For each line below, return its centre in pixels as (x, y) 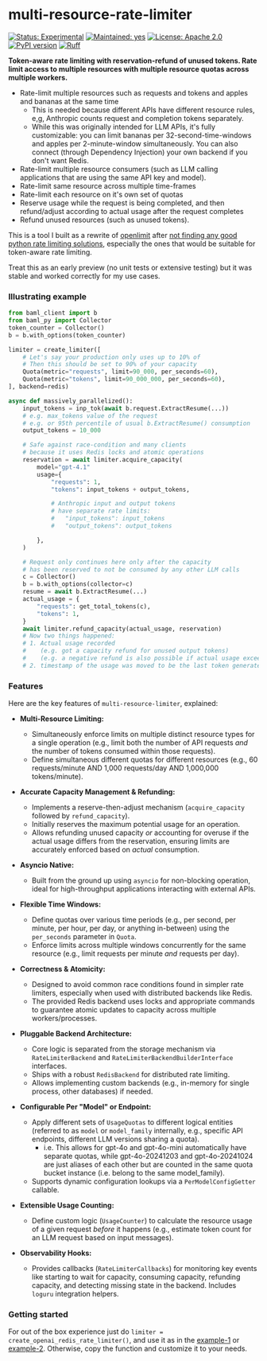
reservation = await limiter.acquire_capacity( (103, 460)
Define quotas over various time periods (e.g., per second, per (134, 920)
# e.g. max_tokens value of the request (90, 415)
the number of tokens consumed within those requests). (124, 751)
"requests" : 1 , (76, 482)
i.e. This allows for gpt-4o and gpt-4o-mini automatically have (145, 1148)
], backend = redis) (39, 387)
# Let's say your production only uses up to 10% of (112, 357)
